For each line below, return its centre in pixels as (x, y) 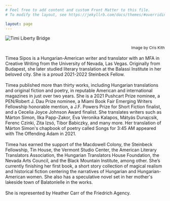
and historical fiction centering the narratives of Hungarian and (71, 172)
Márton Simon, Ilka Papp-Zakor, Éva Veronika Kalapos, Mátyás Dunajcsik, (82, 118)
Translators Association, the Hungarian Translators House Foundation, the (82, 155)
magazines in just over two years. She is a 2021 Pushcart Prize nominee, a (83, 96)
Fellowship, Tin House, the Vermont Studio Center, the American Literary (81, 150)
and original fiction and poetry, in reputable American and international (79, 91)
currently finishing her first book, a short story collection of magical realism (84, 166)
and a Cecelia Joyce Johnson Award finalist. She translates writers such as (83, 112)
